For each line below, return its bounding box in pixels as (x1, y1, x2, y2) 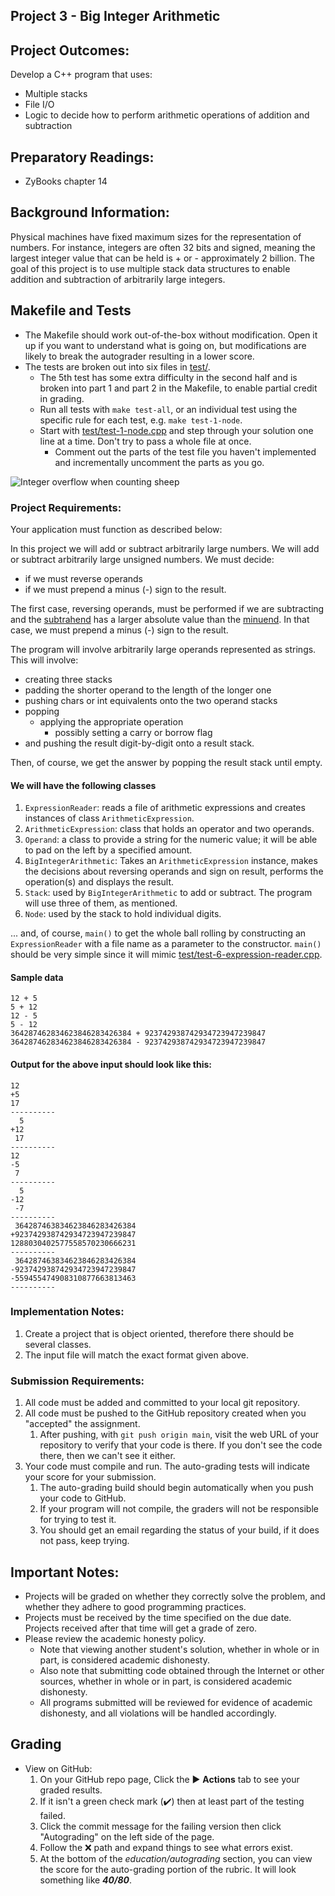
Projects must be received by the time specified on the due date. (24, 1611, 292, 1623)
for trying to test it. (39, 1514, 117, 1526)
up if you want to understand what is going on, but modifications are (24, 339, 307, 351)
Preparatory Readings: (10, 149, 155, 166)
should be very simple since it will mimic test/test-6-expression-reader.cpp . (10, 949, 323, 961)
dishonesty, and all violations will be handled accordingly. (39, 1707, 277, 1719)
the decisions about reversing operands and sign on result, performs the (24, 865, 324, 878)
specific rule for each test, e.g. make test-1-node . (39, 414, 243, 426)
